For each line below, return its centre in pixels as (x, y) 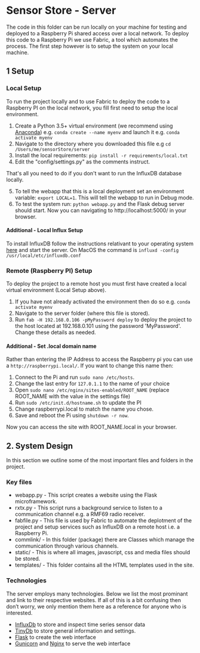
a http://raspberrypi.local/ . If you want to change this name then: (90, 366)
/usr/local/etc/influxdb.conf (44, 256)
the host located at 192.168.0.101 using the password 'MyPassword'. (98, 326)
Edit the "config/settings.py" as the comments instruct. (82, 162)
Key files (19, 482)
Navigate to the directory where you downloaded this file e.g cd (93, 144)
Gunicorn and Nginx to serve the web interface (73, 643)
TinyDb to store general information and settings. (75, 631)
